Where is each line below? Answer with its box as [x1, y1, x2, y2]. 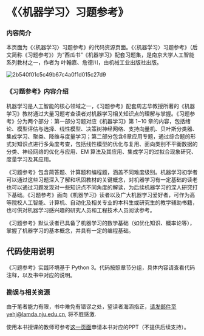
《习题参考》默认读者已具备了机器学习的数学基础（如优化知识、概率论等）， [6, 219, 195, 227]
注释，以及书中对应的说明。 [6, 271, 76, 278]
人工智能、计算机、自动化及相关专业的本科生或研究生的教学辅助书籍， [22, 199, 198, 206]
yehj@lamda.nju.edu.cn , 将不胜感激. [6, 310, 97, 318]
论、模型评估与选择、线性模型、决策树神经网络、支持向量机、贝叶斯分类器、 [6, 125, 198, 132]
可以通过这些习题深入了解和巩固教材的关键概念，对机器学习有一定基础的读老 [6, 176, 198, 183]
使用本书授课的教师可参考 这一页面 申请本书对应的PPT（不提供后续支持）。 [6, 323, 189, 331]
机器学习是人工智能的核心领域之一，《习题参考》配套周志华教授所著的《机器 [6, 102, 195, 109]
